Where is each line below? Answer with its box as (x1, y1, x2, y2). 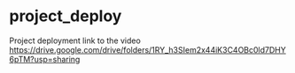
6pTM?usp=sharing (9, 54, 81, 64)
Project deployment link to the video (9, 35, 142, 46)
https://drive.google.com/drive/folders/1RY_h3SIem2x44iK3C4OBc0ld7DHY (9, 44, 286, 55)
